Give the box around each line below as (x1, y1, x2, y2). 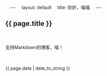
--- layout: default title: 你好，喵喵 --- (9, 5, 102, 10)
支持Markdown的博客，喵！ (5, 44, 64, 50)
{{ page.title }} (5, 19, 52, 28)
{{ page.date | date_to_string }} (5, 65, 70, 71)
